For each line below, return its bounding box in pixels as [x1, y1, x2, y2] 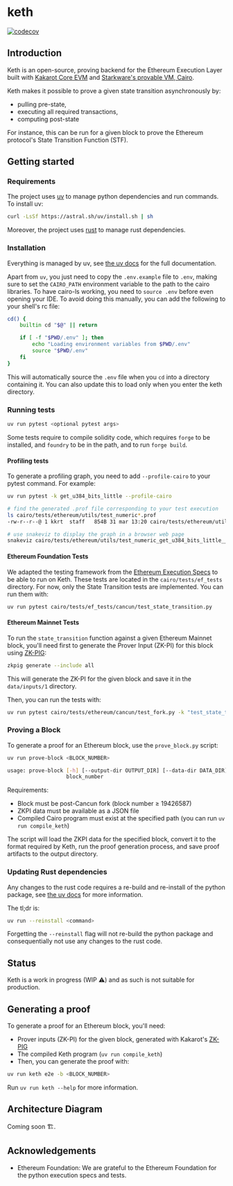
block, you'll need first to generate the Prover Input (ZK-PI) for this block [7, 641, 214, 650]
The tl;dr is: [7, 904, 40, 912]
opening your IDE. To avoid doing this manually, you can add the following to [7, 295, 226, 303]
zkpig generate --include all [7, 661, 95, 669]
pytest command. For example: [7, 479, 96, 488]
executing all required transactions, [17, 107, 119, 115]
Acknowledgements [7, 1145, 96, 1157]
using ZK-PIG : [7, 648, 47, 657]
